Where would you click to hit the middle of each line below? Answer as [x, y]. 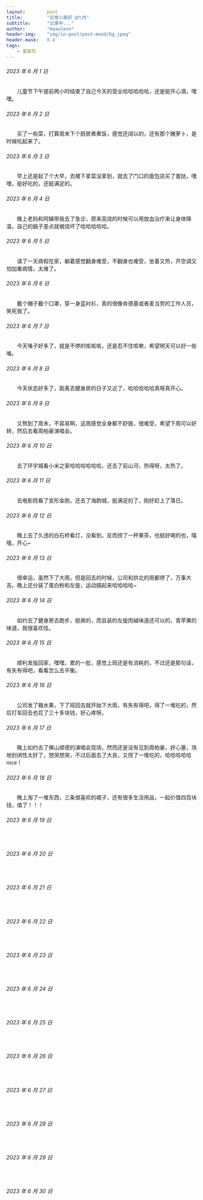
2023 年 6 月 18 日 [29, 778]
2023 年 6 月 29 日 [30, 1158]
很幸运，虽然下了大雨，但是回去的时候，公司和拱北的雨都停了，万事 [101, 578]
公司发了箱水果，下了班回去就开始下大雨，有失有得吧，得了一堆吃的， [104, 705]
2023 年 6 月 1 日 [27, 71]
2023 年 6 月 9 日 [28, 403]
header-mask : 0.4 [31, 40]
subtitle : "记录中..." [40, 23]
